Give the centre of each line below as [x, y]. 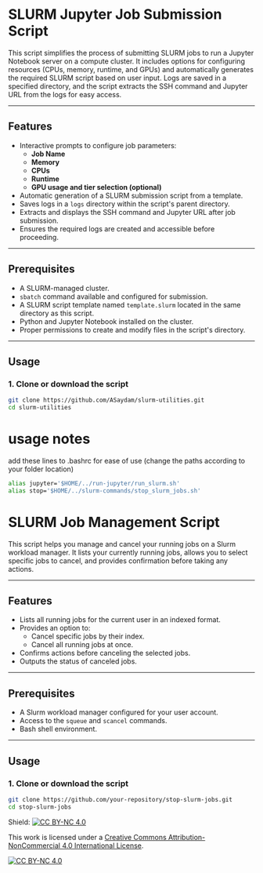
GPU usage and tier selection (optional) [96, 187]
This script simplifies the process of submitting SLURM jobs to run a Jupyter [131, 53]
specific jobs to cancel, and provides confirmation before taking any [118, 560]
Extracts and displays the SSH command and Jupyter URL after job [128, 212]
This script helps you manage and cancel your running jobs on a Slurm [122, 544]
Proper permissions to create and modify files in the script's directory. [132, 329]
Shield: [19, 822]
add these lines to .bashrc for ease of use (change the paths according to [126, 460]
